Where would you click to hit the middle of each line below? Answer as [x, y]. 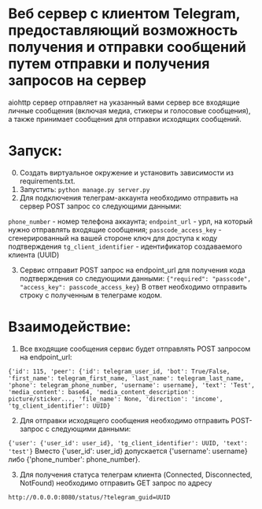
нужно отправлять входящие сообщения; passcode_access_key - [115, 230]
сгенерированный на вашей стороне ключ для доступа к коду [113, 238]
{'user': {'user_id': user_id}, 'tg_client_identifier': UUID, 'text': [128, 443]
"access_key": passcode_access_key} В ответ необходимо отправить [133, 286]
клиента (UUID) [34, 254]
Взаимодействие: [70, 327]
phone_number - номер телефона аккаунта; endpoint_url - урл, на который [131, 221]
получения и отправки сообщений [127, 47]
